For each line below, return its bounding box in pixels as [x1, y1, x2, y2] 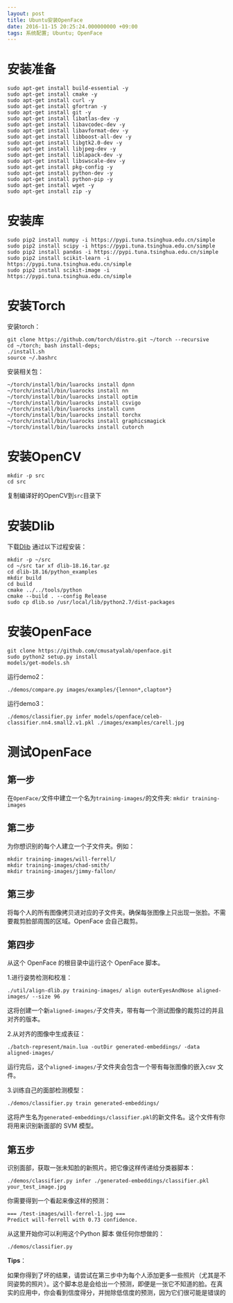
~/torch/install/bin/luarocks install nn [7, 388, 129, 395]
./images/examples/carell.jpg [96, 719, 185, 726]
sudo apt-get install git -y [7, 109, 92, 117]
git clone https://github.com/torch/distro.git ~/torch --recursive [7, 336, 209, 343]
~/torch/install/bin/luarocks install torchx [7, 412, 141, 419]
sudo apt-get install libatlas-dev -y [7, 115, 119, 122]
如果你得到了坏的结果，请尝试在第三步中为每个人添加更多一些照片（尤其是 [7, 1271, 220, 1279]
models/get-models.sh [7, 659, 70, 666]
